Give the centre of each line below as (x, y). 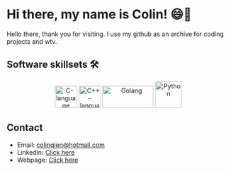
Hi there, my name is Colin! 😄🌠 (99, 14)
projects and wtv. (32, 41)
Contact (25, 128)
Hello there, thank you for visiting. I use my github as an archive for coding (115, 34)
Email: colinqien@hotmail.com (61, 145)
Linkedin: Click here (46, 152)
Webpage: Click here (47, 160)
